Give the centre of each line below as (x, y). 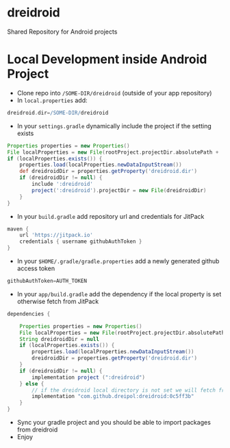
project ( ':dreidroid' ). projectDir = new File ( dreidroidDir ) (119, 190)
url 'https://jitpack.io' (56, 235)
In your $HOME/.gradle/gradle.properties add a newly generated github (118, 261)
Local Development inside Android (107, 59)
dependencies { (29, 314)
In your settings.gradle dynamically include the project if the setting (114, 126)
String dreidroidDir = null (59, 339)
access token (36, 268)
